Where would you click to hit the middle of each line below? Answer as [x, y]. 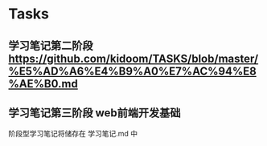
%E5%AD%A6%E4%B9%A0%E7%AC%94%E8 [133, 71]
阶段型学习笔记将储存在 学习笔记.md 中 [73, 134]
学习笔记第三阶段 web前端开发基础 [94, 113]
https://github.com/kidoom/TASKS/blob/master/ [133, 58]
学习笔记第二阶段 [51, 45]
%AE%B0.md [43, 84]
